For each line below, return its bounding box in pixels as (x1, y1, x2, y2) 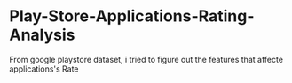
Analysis (9, 25, 75, 45)
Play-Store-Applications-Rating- (9, 6, 255, 26)
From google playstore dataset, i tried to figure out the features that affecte (9, 54, 284, 64)
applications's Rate (9, 64, 79, 74)
